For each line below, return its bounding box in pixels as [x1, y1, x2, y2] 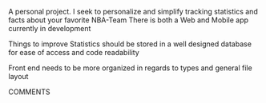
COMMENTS [8, 87, 50, 97]
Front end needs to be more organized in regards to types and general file [8, 63, 252, 73]
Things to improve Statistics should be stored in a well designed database [8, 39, 252, 49]
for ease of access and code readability [8, 48, 140, 57]
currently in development [8, 24, 91, 33]
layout [8, 72, 29, 81]
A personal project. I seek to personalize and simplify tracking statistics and [8, 7, 258, 16]
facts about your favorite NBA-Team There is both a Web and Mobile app [8, 15, 249, 25]
